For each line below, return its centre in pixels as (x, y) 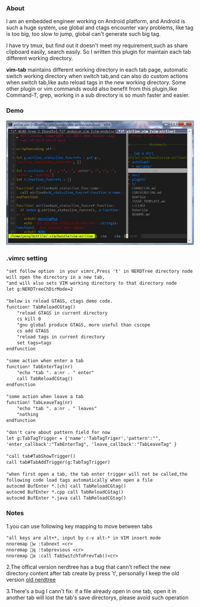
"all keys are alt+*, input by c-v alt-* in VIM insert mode (84, 538)
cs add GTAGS (33, 331)
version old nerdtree (31, 580)
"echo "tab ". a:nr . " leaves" (57, 409)
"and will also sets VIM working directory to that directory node (92, 284)
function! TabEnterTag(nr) (40, 367)
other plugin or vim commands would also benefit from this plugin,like (92, 89)
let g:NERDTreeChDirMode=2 (40, 289)
